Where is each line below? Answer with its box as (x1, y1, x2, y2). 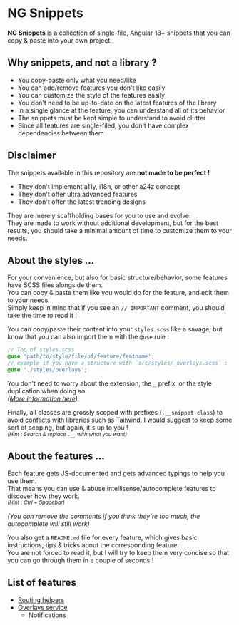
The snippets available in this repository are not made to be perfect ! (7, 168, 210, 177)
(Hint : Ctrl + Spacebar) (7, 499, 66, 507)
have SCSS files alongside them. (7, 281, 103, 289)
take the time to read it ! (7, 311, 77, 320)
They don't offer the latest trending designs (17, 197, 146, 206)
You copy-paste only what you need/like (17, 76, 137, 84)
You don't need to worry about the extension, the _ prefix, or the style (7, 379, 213, 388)
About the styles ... (7, 254, 95, 267)
